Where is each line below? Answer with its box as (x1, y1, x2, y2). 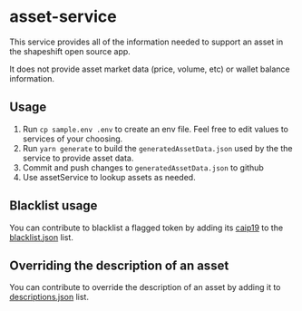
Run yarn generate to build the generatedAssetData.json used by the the (22, 142, 293, 153)
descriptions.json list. (9, 292, 89, 303)
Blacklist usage (9, 198, 98, 214)
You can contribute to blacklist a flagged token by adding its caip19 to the (9, 222, 284, 233)
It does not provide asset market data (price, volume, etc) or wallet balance (9, 63, 290, 74)
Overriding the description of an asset (9, 258, 229, 273)
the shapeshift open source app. (9, 45, 132, 56)
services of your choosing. (22, 133, 123, 144)
